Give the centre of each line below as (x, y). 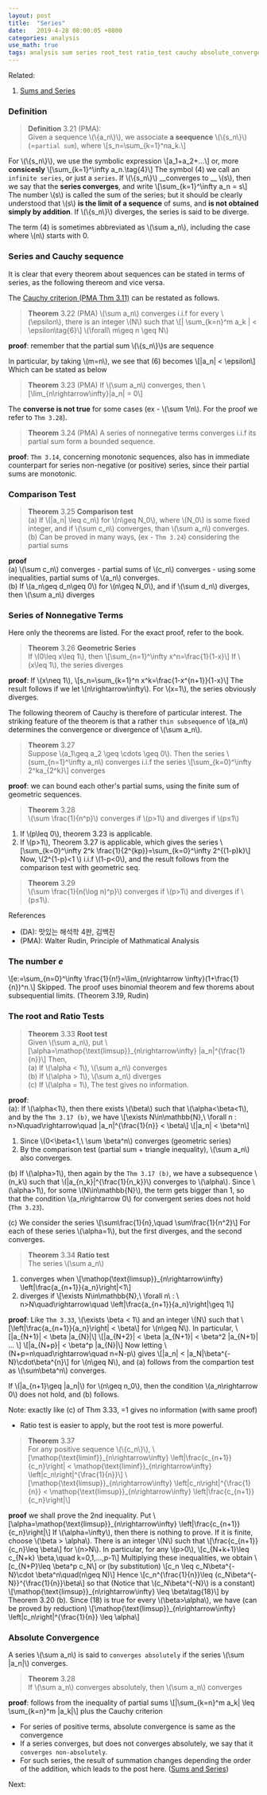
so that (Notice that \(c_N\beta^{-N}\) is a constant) (171, 1583)
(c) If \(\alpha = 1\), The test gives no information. (108, 1084)
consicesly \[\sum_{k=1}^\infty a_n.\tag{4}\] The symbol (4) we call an (124, 170)
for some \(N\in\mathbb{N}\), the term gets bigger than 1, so (146, 1190)
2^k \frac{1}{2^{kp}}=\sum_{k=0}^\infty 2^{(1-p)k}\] (167, 851)
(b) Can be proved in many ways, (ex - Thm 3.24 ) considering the (133, 537)
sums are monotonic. (43, 473)
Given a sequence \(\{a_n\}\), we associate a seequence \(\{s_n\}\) (137, 137)
